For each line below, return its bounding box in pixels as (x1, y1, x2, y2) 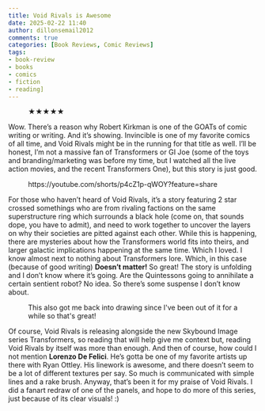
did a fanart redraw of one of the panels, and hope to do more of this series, (8, 386, 256, 395)
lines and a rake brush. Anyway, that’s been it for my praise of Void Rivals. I (8, 377, 253, 386)
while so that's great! (28, 311, 97, 321)
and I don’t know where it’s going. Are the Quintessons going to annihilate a (8, 271, 255, 280)
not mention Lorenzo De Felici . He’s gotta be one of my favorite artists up (8, 352, 248, 361)
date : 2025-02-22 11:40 (8, 19, 87, 27)
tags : (8, 48, 26, 56)
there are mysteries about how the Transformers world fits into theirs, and (8, 237, 249, 246)
